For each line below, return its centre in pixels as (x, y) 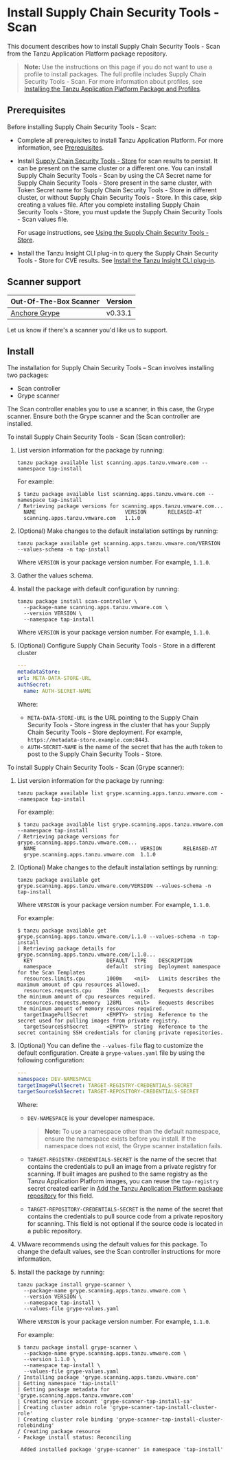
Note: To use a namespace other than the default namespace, (133, 1132)
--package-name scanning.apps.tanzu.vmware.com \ (96, 608)
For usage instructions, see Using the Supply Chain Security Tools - (113, 232)
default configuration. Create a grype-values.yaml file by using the (111, 1053)
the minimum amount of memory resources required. (91, 1008)
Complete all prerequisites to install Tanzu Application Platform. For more (120, 140)
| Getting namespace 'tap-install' (68, 1384)
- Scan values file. (43, 219)
